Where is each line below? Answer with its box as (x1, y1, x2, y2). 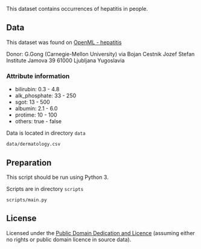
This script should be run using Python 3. (6, 173, 109, 181)
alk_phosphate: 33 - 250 (14, 92, 77, 99)
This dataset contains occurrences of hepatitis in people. (6, 5, 148, 12)
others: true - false (14, 118, 62, 125)
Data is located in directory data (6, 129, 86, 137)
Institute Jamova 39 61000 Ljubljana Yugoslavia (6, 57, 125, 64)
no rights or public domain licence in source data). (6, 236, 132, 243)
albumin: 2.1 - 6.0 (14, 105, 58, 112)
